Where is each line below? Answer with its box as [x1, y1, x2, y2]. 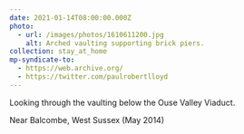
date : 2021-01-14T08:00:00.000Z [9, 13, 132, 23]
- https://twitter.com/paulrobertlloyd [17, 72, 169, 81]
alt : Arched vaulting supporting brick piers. [25, 38, 205, 48]
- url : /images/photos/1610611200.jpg [17, 30, 165, 39]
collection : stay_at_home [9, 47, 107, 56]
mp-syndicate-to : [9, 55, 75, 64]
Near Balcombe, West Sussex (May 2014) [9, 114, 165, 125]
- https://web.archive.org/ [17, 64, 124, 73]
